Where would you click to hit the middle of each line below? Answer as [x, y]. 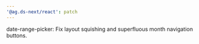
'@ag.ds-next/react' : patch [42, 12]
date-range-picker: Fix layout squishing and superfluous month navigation [100, 29]
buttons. [17, 35]
